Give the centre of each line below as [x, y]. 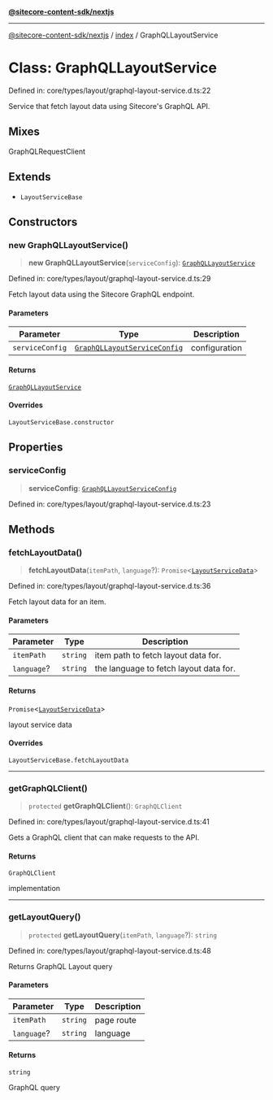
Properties [36, 448]
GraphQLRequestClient [47, 151]
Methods [32, 529]
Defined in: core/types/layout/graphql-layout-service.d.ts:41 [109, 822]
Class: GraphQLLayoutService [113, 68]
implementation [35, 889]
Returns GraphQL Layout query [61, 966]
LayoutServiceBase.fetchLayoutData [69, 760]
